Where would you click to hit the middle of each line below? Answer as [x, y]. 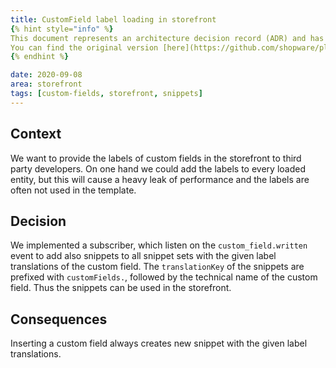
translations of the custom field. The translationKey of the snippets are [157, 267]
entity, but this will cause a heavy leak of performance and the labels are [160, 179]
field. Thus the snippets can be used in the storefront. [121, 288]
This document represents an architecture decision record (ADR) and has [167, 38]
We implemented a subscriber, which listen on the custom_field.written [159, 245]
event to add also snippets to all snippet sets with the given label [143, 256]
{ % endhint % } [40, 57]
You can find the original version [84, 47]
